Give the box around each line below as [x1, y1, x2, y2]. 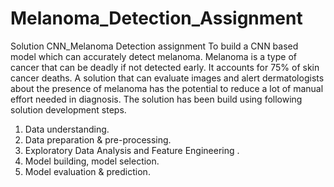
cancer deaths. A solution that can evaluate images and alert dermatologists [10, 72, 325, 84]
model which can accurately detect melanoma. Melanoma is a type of [10, 50, 297, 62]
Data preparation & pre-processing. [24, 133, 172, 146]
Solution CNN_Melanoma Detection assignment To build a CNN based [10, 40, 299, 52]
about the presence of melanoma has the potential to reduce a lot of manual [10, 82, 324, 94]
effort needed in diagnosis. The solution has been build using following [10, 93, 303, 105]
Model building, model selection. [24, 155, 160, 167]
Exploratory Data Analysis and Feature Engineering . [24, 144, 240, 156]
